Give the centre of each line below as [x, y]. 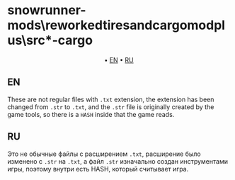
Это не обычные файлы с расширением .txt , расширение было [104, 154]
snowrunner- [47, 10]
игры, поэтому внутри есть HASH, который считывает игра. [98, 169]
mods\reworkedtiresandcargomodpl [116, 25]
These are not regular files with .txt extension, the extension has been [111, 99]
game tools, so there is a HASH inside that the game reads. [91, 114]
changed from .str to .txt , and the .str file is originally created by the [111, 107]
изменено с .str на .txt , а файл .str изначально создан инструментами [118, 161]
